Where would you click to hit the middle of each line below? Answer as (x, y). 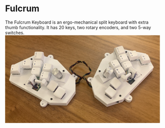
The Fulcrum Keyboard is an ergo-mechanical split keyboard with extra (77, 22)
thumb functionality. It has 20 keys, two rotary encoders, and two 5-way (78, 27)
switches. (15, 32)
